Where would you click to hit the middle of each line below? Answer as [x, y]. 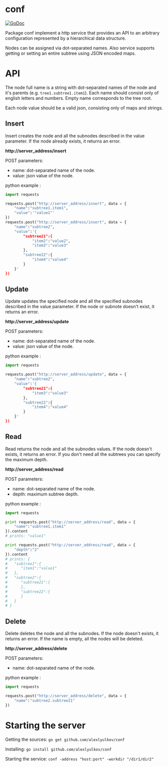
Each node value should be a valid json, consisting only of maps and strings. [84, 108]
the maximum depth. [27, 459]
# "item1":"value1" [31, 568]
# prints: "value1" [26, 536]
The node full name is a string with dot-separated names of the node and [81, 87]
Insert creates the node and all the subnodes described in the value [75, 136]
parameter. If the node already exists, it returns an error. [63, 141]
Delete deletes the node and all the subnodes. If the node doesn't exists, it [82, 633]
